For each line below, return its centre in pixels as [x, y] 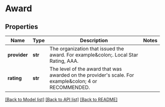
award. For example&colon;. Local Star [94, 55]
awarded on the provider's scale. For [92, 75]
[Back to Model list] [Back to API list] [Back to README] [61, 99]
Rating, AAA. [64, 61]
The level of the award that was [85, 69]
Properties [22, 27]
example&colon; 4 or [73, 81]
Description [94, 40]
